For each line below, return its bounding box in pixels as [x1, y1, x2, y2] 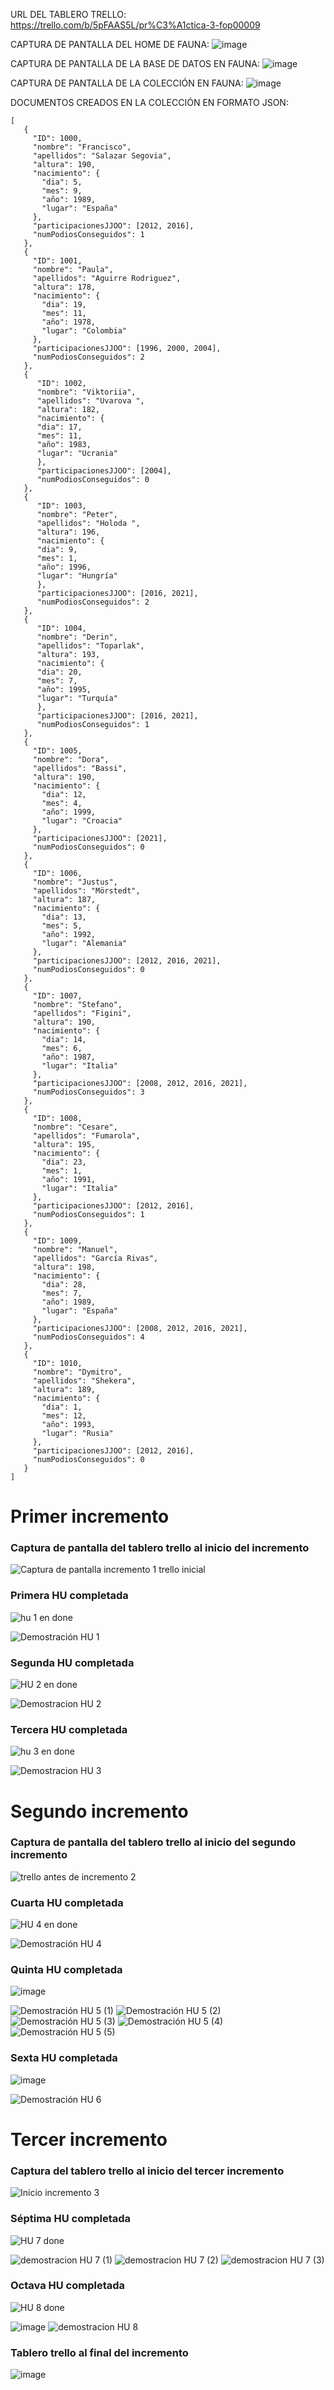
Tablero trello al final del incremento [10, 2345, 189, 2359]
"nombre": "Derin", [36, 632, 118, 642]
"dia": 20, [36, 667, 83, 677]
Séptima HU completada [10, 2212, 132, 2226]
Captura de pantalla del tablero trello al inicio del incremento [10, 1541, 310, 1555]
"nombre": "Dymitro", [32, 1367, 123, 1377]
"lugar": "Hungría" [36, 571, 118, 581]
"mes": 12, [41, 1411, 87, 1421]
